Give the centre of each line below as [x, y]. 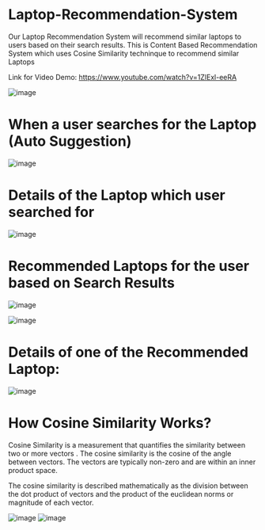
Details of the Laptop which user [117, 195]
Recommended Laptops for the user [129, 266]
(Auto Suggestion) [70, 141]
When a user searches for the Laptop [132, 125]
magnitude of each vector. [51, 502]
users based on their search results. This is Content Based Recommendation [133, 44]
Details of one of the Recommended [129, 352]
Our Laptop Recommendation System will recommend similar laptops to [125, 36]
